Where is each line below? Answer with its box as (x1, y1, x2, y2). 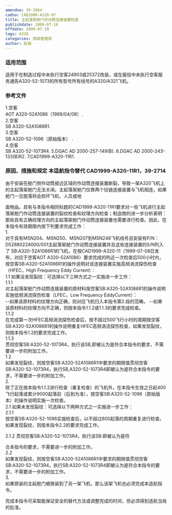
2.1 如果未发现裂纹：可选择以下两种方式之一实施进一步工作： (5, 403, 133, 410)
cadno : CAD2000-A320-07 (5, 12, 56, 17)
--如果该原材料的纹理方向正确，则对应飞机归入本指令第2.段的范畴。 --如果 (5, 298, 163, 304)
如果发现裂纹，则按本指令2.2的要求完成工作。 (5, 422, 102, 428)
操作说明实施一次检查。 (18, 397, 68, 403)
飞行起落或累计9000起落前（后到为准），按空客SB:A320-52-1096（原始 (5, 391, 156, 397)
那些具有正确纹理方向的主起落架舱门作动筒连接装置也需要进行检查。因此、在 (5, 216, 167, 223)
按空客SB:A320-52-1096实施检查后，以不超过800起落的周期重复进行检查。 (5, 415, 164, 421)
